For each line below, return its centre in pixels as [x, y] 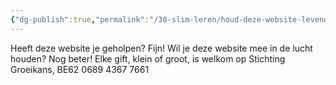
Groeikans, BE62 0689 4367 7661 [80, 69]
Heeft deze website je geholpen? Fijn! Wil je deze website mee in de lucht [161, 48]
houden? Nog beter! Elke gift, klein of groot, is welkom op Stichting [148, 58]
